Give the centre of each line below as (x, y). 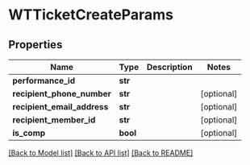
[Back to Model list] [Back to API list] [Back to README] (101, 153)
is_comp (29, 133)
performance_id (44, 80)
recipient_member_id (54, 120)
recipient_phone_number (62, 94)
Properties (35, 45)
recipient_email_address (60, 107)
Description (169, 67)
